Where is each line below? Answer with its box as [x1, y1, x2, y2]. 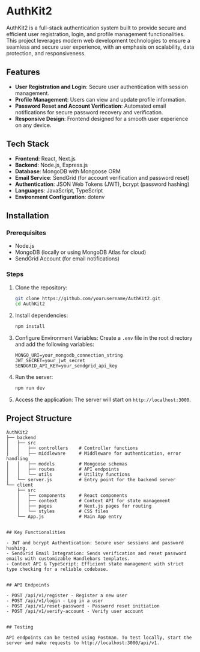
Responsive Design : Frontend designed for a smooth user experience [14, 115, 189, 122]
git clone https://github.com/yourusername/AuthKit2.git [14, 295, 161, 301]
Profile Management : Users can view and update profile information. [14, 96, 186, 103]
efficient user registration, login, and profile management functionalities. [6, 30, 185, 37]
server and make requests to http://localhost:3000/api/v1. [6, 639, 160, 646]
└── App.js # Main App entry [17, 513, 122, 520]
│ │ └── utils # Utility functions [6, 471, 130, 478]
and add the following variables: [14, 341, 94, 348]
